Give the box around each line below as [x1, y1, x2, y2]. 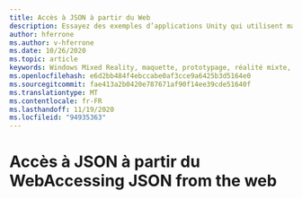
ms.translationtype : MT [9, 88, 99, 97]
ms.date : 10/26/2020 [9, 47, 87, 56]
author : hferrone [9, 30, 75, 39]
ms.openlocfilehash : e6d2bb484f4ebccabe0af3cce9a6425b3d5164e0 [9, 72, 252, 81]
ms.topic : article [9, 55, 78, 64]
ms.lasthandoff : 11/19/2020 [9, 105, 115, 114]
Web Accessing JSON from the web [9, 171, 277, 191]
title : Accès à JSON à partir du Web [9, 13, 151, 22]
